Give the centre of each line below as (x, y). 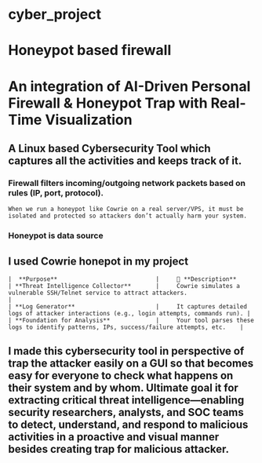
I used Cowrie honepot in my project (98, 261)
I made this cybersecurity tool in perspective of (126, 351)
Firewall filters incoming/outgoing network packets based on (127, 183)
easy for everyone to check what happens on (121, 376)
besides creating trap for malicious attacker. (119, 449)
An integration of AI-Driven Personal (129, 86)
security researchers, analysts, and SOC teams (126, 412)
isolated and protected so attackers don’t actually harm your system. (127, 216)
